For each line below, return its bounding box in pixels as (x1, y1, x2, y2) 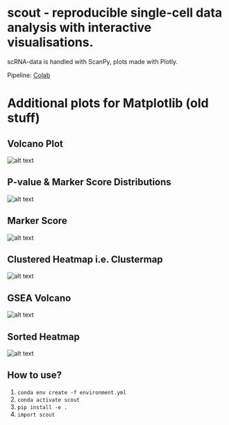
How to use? (7, 369, 62, 381)
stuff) (7, 110, 40, 126)
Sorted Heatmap (7, 330, 80, 342)
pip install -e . (17, 403, 68, 411)
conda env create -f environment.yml (17, 389, 127, 396)
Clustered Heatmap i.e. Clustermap (7, 253, 163, 265)
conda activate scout (17, 396, 80, 403)
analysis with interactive (7, 19, 152, 35)
